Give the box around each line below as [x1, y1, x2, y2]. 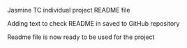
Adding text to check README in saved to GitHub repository [7, 19, 180, 27]
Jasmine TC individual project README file [7, 6, 130, 14]
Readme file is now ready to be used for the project [7, 33, 155, 41]
